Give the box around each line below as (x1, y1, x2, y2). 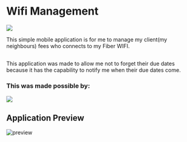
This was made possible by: (6, 82, 90, 90)
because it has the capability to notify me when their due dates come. (6, 66, 181, 74)
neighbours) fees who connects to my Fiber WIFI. (6, 42, 130, 49)
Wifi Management (6, 4, 99, 18)
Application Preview (6, 113, 84, 123)
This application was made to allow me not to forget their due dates (6, 60, 175, 68)
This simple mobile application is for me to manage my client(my (6, 35, 168, 43)
